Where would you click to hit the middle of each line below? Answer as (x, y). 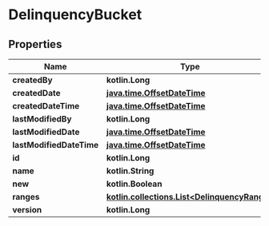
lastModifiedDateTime (56, 145)
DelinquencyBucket (75, 15)
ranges (26, 197)
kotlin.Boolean (134, 184)
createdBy (33, 80)
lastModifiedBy (42, 119)
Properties (35, 44)
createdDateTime (46, 106)
